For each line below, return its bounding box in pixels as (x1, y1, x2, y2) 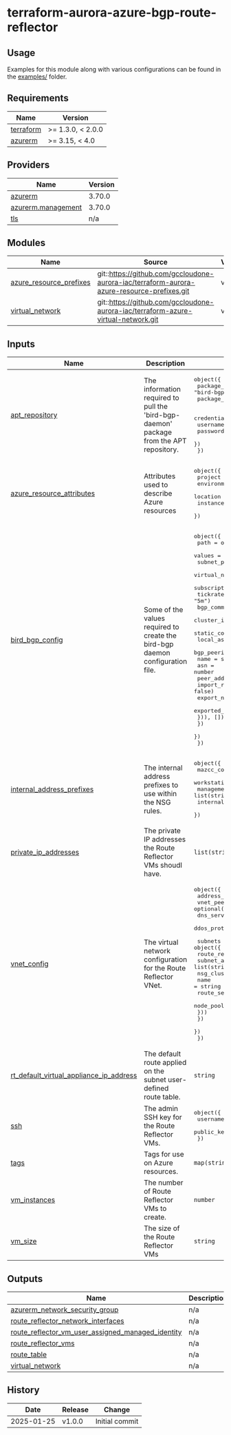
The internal (144, 763, 183, 773)
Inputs (7, 338, 36, 349)
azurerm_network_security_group (10, 1305, 119, 1314)
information (144, 385, 181, 394)
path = (197, 539, 218, 547)
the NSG (144, 797, 171, 807)
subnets (197, 937, 221, 945)
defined (144, 1083, 169, 1093)
